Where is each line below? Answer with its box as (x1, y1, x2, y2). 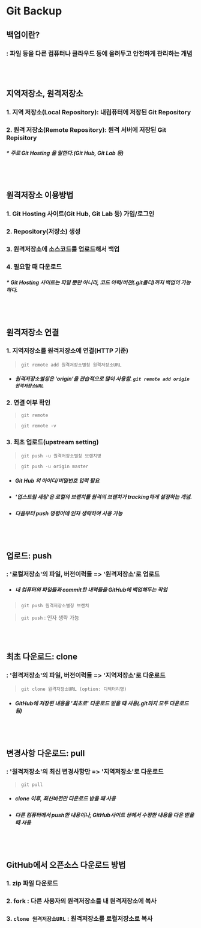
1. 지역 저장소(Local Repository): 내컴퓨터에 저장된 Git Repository (6, 108, 191, 117)
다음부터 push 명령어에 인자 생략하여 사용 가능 (14, 510, 123, 517)
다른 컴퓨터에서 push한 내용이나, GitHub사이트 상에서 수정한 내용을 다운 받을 (14, 811, 194, 818)
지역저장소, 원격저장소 (6, 88, 83, 99)
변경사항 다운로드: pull (6, 748, 85, 758)
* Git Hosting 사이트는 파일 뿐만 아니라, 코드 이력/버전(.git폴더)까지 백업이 (6, 279, 180, 286)
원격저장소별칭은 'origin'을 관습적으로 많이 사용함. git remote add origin (14, 375, 190, 383)
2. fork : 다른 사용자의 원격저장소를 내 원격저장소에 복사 (6, 897, 157, 905)
